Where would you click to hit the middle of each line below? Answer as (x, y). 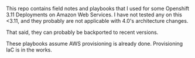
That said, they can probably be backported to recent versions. (82, 32)
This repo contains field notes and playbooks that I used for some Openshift (97, 8)
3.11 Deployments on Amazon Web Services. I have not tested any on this (94, 15)
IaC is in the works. (29, 50)
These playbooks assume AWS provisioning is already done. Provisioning (95, 44)
